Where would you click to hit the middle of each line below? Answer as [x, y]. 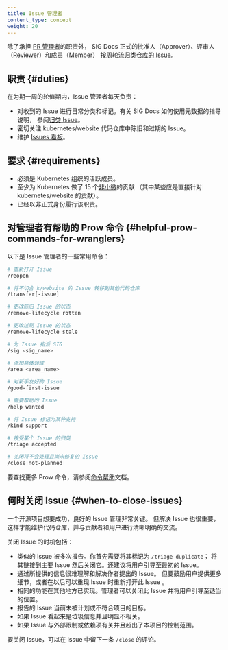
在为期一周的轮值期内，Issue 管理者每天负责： [73, 97]
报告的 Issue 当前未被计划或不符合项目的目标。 [83, 607]
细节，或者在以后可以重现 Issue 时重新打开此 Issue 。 [92, 582]
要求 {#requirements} [54, 161]
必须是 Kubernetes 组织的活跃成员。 [68, 178]
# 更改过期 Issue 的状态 [39, 326]
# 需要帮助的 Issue [32, 401]
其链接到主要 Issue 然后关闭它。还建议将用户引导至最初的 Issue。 [110, 565]
